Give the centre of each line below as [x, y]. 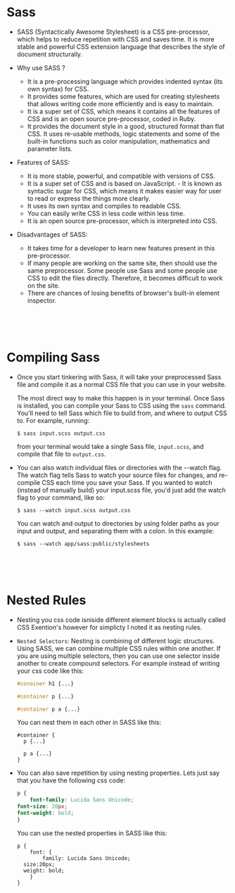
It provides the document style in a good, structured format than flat [126, 126]
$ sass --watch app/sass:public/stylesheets [83, 544]
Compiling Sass [53, 358]
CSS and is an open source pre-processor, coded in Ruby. [112, 119]
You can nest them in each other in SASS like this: [89, 723]
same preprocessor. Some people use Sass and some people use [122, 270]
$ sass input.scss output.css [61, 433]
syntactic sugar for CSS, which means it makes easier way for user [125, 191]
